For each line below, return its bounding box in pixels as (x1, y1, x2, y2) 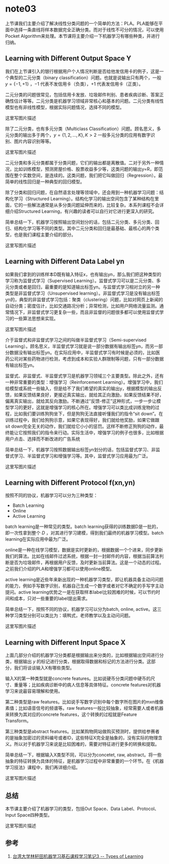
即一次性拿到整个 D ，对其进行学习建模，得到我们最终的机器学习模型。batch (5, 530, 164, 536)
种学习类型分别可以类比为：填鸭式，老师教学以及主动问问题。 (5, 612, 133, 618)
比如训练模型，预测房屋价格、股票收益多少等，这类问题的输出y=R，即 (14, 166, 159, 172)
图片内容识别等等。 (14, 138, 54, 144)
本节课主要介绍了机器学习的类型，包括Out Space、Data (5, 805, 121, 812)
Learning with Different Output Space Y (5, 54, 132, 63)
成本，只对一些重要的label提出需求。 (14, 596, 91, 602)
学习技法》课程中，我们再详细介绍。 (5, 765, 80, 771)
